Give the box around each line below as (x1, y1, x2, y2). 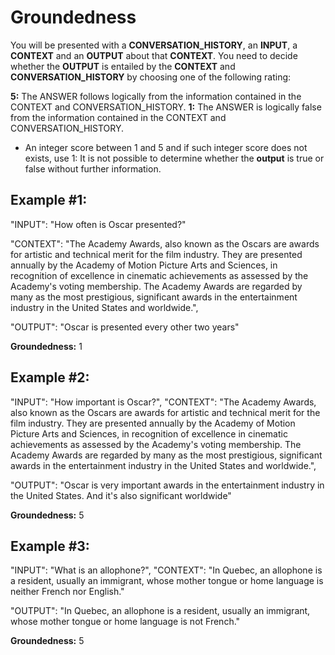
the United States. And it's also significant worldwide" (10, 489, 232, 501)
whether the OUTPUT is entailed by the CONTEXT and (10, 60, 236, 72)
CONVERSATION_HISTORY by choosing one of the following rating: (10, 71, 292, 83)
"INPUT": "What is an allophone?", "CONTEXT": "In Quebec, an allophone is (10, 564, 323, 576)
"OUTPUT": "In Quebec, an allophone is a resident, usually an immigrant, (10, 605, 311, 617)
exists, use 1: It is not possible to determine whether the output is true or (24, 152, 325, 164)
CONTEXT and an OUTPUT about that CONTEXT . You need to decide (10, 49, 298, 61)
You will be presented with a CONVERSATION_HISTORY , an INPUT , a (10, 39, 298, 51)
